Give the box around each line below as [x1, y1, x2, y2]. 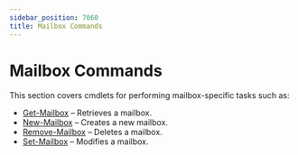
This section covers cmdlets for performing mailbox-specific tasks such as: [9, 90, 290, 101]
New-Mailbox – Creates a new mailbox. [22, 117, 169, 128]
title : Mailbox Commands [9, 22, 103, 31]
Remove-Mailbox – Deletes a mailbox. [22, 127, 163, 138]
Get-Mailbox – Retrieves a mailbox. [22, 107, 152, 118]
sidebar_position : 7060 [9, 13, 99, 23]
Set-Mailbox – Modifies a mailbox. [22, 136, 149, 147]
